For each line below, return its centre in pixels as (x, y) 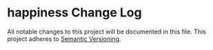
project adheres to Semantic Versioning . (64, 38)
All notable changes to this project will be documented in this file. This (107, 32)
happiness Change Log (75, 13)
